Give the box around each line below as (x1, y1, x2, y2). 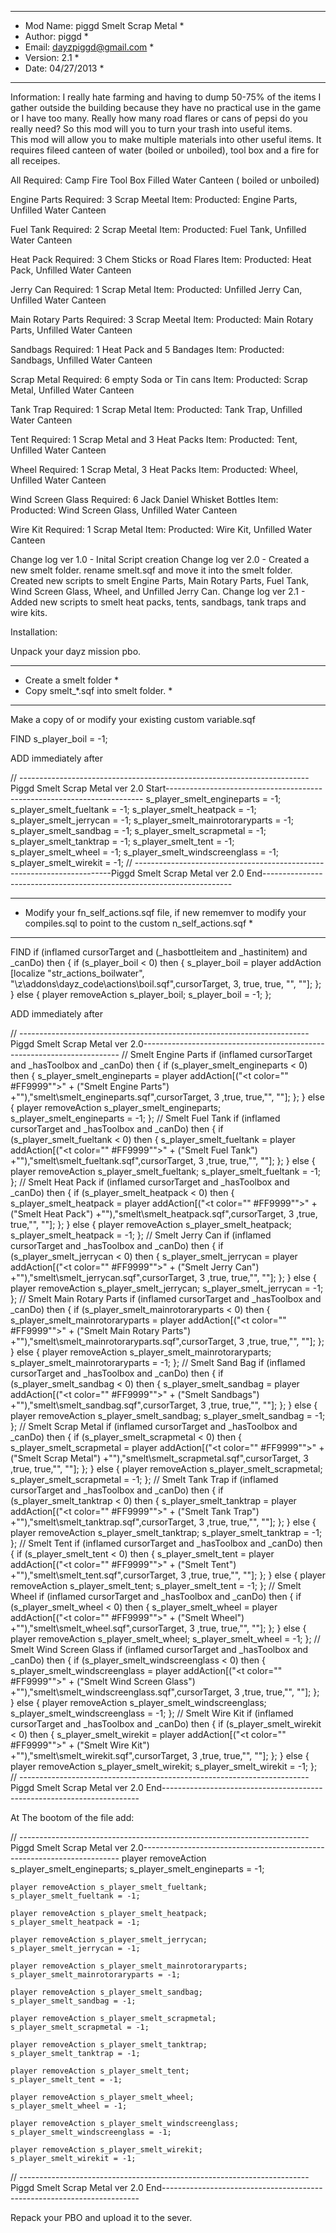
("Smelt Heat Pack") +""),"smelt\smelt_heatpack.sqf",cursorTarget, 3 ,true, (10, 1208, 318, 1220)
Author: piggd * (24, 31, 89, 42)
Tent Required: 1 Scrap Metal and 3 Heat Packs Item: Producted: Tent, (10, 434, 298, 445)
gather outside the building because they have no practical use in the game (10, 102, 322, 113)
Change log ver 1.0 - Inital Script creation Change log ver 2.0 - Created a (10, 554, 310, 565)
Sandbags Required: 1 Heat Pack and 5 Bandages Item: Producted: (10, 344, 285, 355)
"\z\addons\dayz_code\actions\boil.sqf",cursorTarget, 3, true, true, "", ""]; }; (10, 978, 322, 990)
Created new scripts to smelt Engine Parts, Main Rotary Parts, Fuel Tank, (10, 575, 310, 586)
